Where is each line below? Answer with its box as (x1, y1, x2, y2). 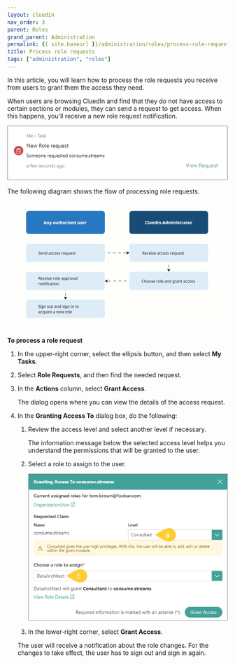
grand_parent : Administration (7, 34, 96, 41)
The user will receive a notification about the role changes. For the (17, 642, 209, 649)
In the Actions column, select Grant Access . (17, 384, 147, 393)
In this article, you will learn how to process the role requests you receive (7, 76, 218, 84)
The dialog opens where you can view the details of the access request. (17, 398, 225, 407)
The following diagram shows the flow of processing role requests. (7, 187, 200, 196)
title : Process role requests (7, 48, 96, 55)
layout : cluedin (7, 11, 55, 18)
